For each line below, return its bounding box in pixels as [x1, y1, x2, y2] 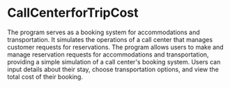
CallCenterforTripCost [7, 5, 139, 21]
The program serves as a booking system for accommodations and [7, 28, 200, 36]
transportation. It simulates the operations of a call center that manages [7, 35, 213, 43]
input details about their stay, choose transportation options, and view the [7, 65, 220, 73]
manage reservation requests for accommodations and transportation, [7, 50, 209, 59]
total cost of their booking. [7, 72, 84, 81]
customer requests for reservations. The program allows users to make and [7, 43, 224, 51]
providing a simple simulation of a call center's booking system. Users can [7, 57, 221, 66]
